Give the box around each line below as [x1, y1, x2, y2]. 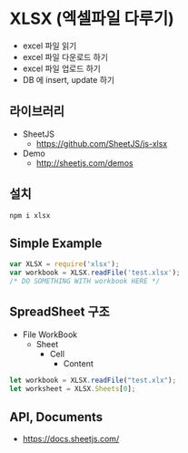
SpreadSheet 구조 [9, 304, 111, 320]
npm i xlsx [9, 211, 51, 220]
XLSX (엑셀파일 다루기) [9, 8, 174, 29]
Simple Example [9, 235, 103, 251]
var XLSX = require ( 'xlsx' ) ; [9, 260, 120, 269]
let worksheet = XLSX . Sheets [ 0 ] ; [9, 384, 136, 393]
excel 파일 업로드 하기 [22, 63, 102, 74]
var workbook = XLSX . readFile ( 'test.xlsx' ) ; [9, 268, 181, 278]
